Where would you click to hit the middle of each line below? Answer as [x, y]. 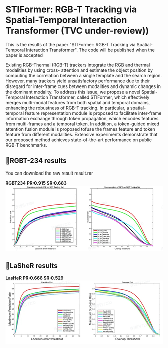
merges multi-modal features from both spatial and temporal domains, [78, 102]
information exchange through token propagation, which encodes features [82, 118]
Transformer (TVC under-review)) [77, 31]
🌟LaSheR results [31, 266]
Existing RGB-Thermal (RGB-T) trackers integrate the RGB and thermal [78, 65]
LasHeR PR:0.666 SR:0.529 [34, 278]
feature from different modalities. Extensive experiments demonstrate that [81, 134]
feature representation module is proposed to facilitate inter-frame [93, 113]
